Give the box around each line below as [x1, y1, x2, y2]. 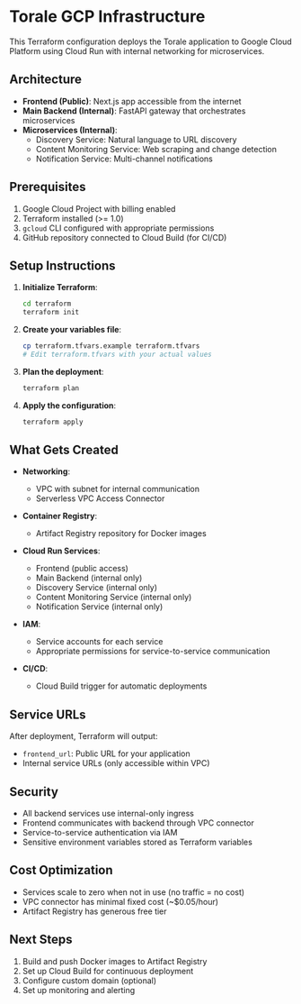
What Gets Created [9, 443, 119, 458]
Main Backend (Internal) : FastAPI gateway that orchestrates [22, 105, 246, 116]
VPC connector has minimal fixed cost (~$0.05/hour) [22, 896, 218, 907]
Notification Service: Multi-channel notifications [35, 153, 214, 164]
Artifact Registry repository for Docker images [35, 528, 207, 539]
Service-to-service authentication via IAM [22, 827, 178, 838]
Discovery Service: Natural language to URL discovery [35, 133, 237, 145]
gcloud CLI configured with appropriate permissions [22, 223, 215, 233]
